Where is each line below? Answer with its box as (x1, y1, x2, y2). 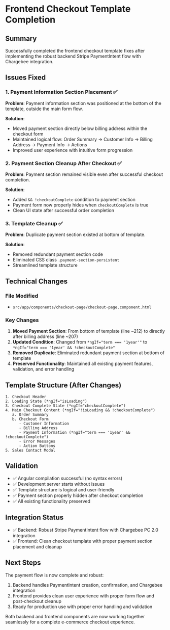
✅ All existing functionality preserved (12, 498, 90, 504)
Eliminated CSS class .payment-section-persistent (12, 257, 120, 263)
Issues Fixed (5, 73, 46, 82)
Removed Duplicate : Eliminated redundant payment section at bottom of (12, 350, 165, 356)
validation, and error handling (12, 366, 75, 372)
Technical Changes (5, 277, 67, 285)
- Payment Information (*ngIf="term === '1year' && (18, 430, 130, 435)
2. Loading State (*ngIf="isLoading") (5, 399, 87, 404)
